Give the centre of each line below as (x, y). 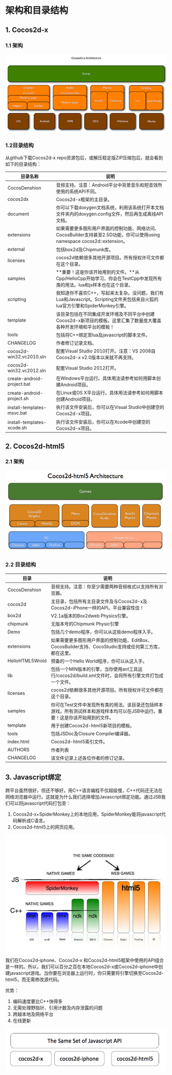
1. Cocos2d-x (27, 30)
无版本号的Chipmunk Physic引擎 (85, 624)
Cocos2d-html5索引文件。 (79, 742)
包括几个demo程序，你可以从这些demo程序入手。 (103, 632)
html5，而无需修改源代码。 (34, 979)
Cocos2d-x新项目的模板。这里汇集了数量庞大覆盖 (109, 320)
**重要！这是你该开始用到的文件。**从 (98, 272)
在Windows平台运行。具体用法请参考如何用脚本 (106, 378)
